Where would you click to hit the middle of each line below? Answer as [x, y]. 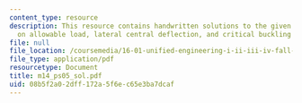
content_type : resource [54, 17]
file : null [30, 43]
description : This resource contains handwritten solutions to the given [151, 26]
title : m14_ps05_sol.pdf [56, 76]
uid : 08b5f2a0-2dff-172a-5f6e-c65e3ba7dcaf [92, 84]
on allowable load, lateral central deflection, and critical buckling [155, 34]
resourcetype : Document [54, 68]
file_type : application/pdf [62, 59]
